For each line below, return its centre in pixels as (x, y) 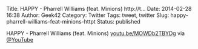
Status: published (118, 21)
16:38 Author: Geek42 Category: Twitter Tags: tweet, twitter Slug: (88, 15)
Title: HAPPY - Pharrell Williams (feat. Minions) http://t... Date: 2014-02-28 (99, 9)
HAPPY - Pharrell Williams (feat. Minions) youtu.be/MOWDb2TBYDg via (96, 33)
